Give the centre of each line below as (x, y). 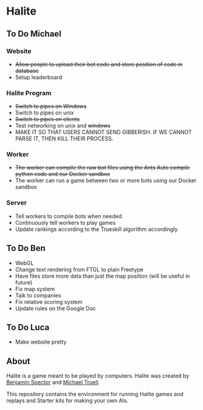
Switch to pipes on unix (44, 113)
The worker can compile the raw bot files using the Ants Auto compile (102, 168)
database (27, 71)
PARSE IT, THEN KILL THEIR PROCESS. (64, 139)
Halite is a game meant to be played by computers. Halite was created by (98, 376)
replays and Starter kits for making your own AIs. (67, 401)
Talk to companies (38, 295)
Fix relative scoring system (49, 302)
